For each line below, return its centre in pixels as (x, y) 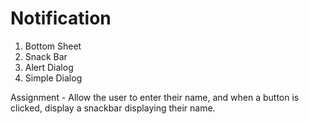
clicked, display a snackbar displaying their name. (113, 108)
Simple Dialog (53, 78)
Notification (61, 18)
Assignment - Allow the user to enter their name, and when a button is (155, 97)
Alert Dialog (49, 67)
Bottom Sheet (53, 46)
